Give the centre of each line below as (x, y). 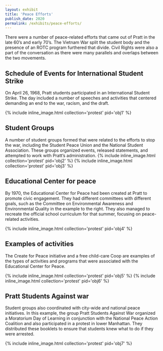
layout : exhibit (21, 10)
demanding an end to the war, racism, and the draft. (57, 103)
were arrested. (20, 334)
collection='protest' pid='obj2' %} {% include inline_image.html (69, 161)
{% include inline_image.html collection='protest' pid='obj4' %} (69, 229)
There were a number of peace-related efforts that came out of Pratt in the (80, 37)
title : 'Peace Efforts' (29, 14)
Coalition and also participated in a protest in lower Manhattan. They (74, 324)
